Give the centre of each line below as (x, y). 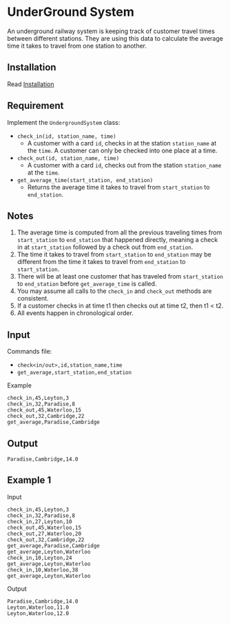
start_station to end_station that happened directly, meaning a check (117, 240)
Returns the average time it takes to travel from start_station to (118, 187)
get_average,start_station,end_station (74, 373)
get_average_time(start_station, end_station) (85, 180)
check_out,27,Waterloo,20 (44, 534)
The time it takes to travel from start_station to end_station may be (114, 254)
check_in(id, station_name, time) (66, 136)
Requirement (35, 106)
